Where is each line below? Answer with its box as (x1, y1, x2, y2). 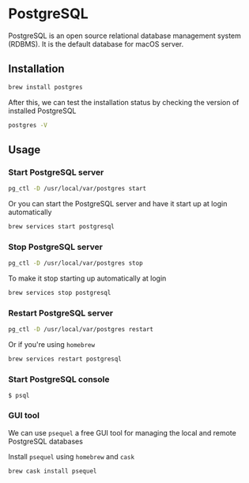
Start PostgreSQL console (8, 373, 110, 384)
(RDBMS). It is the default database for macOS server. (8, 39, 184, 48)
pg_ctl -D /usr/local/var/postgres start (8, 185, 147, 193)
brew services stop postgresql (8, 289, 111, 297)
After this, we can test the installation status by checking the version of (8, 97, 240, 107)
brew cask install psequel (8, 467, 97, 475)
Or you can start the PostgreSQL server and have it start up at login (8, 199, 228, 209)
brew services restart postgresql (8, 355, 123, 364)
